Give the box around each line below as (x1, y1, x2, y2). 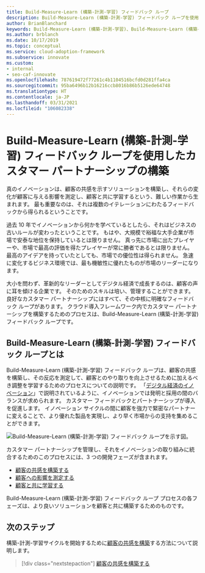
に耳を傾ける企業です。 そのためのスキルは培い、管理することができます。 (6, 287, 194, 295)
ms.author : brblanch (6, 32, 59, 38)
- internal (6, 65, 34, 72)
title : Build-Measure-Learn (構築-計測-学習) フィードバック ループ (6, 9, 169, 15)
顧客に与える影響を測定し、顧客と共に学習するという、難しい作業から (16, 193, 193, 200)
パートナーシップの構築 (51, 164, 170, 178)
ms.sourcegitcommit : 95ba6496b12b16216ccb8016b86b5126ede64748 (6, 83, 171, 89)
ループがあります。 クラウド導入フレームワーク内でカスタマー (18, 303, 174, 310)
